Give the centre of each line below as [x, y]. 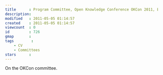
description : [18, 14]
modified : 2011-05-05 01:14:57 [40, 18]
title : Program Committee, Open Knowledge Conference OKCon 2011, [80, 9]
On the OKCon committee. [31, 68]
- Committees [27, 50]
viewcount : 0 [20, 28]
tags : [19, 41]
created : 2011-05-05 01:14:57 [40, 23]
